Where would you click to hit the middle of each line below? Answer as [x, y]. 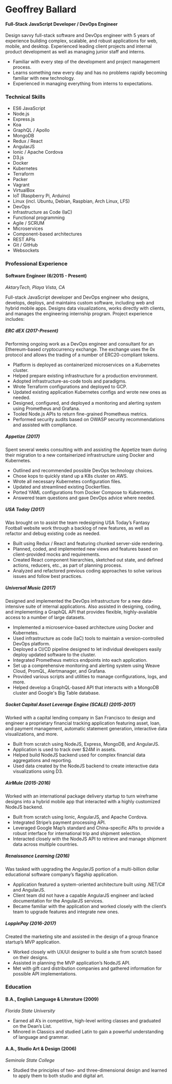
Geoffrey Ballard [41, 10]
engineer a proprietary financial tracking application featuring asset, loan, [83, 723]
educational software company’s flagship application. [62, 874]
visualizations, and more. [32, 734]
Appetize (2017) [23, 437]
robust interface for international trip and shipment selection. [77, 833]
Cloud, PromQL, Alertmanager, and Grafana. [59, 671]
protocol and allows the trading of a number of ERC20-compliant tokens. [82, 355]
